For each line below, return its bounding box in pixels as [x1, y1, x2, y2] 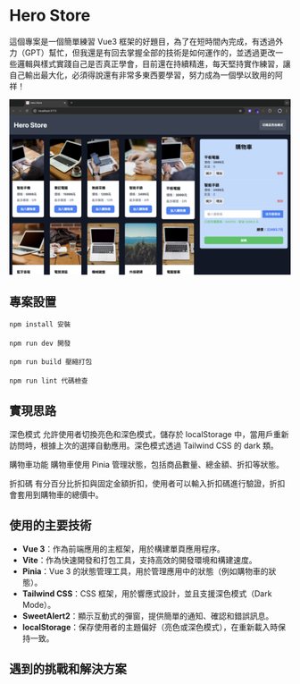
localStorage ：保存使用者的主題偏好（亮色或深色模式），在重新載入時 [21, 621, 279, 632]
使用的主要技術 [9, 518, 92, 533]
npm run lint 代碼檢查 [9, 376, 88, 385]
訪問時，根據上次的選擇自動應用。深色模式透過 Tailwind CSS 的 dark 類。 [9, 440, 279, 451]
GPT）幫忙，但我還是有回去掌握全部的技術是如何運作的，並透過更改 [24, 46, 276, 58]
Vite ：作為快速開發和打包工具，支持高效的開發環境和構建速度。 [21, 554, 257, 565]
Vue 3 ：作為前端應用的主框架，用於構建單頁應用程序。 [21, 543, 225, 554]
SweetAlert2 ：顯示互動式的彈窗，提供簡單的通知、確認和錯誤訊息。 [21, 610, 274, 621]
